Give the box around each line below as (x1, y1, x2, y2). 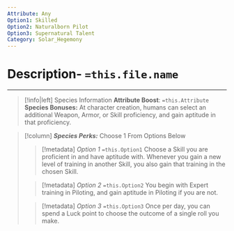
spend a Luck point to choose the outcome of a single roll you (41, 209, 219, 218)
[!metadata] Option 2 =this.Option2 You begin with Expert (41, 181, 209, 189)
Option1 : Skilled (7, 17, 58, 24)
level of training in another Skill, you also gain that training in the (41, 160, 226, 168)
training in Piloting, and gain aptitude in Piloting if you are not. (41, 188, 218, 197)
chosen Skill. (41, 167, 79, 176)
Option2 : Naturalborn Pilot (7, 23, 89, 30)
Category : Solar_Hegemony (7, 36, 82, 43)
